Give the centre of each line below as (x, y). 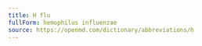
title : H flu (29, 15)
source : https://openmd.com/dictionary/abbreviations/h (101, 30)
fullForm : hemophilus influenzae (63, 23)
